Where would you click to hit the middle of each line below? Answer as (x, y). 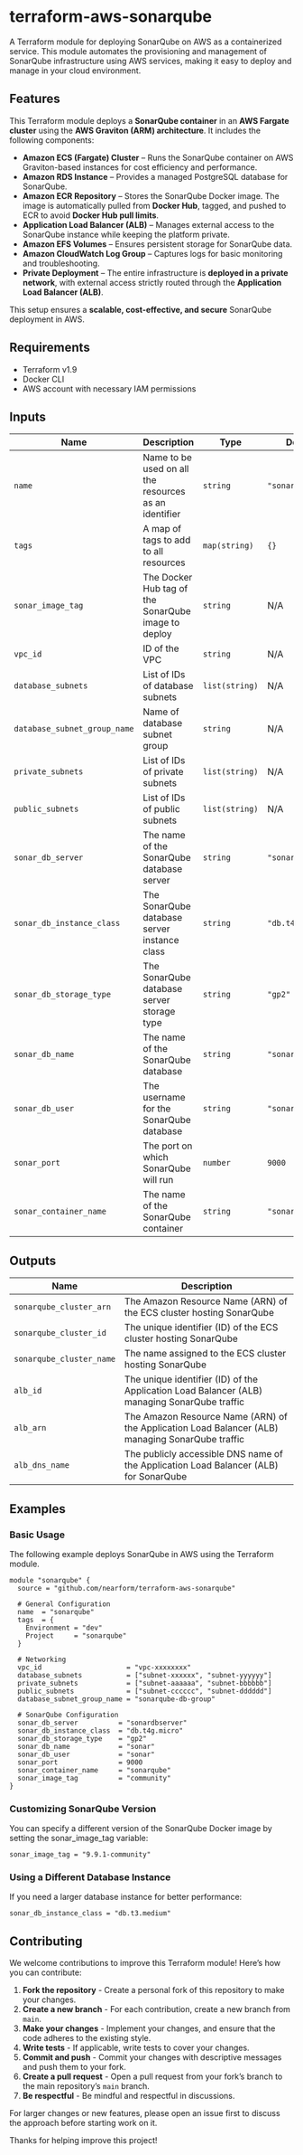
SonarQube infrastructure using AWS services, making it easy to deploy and (151, 61)
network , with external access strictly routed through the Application (152, 282)
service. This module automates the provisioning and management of (138, 51)
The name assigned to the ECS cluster (206, 1354)
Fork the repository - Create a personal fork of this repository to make (153, 1990)
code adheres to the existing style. (87, 2038)
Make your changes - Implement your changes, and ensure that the (149, 2028)
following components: (52, 140)
